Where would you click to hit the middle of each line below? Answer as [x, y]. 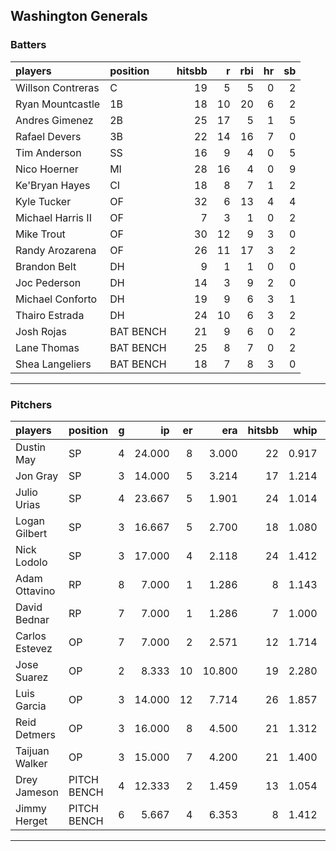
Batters [28, 45]
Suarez [32, 677]
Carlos [31, 636]
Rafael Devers [48, 136]
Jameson [37, 792]
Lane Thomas [47, 347]
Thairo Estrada [50, 315]
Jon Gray [37, 476]
